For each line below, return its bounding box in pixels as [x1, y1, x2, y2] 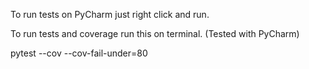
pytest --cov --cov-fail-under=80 [10, 47, 148, 59]
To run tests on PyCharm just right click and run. [10, 9, 210, 20]
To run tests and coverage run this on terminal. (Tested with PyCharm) [10, 28, 300, 39]
